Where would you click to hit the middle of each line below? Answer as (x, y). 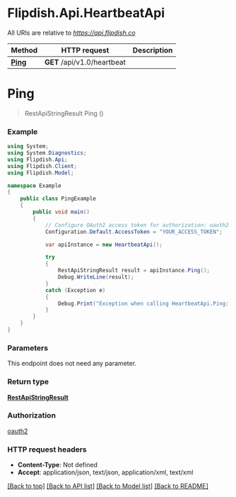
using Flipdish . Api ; (38, 160)
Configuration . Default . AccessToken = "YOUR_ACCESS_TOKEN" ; (134, 232)
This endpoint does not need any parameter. (72, 364)
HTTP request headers (47, 449)
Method (24, 50)
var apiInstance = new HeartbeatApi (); (104, 245)
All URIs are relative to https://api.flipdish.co (71, 33)
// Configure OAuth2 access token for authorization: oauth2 (137, 225)
